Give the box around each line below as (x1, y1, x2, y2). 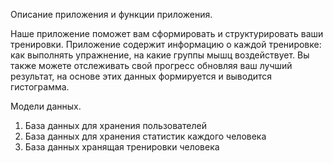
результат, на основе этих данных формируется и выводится (10, 70, 273, 82)
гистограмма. (10, 81, 70, 93)
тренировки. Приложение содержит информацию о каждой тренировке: (10, 39, 322, 50)
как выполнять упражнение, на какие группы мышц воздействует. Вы (10, 49, 310, 61)
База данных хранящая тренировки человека (24, 141, 220, 153)
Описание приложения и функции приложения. (10, 9, 213, 20)
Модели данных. (10, 100, 82, 112)
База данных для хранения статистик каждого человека (24, 130, 267, 142)
